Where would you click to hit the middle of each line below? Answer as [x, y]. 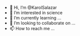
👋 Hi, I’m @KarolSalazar [33, 8]
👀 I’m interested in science [36, 13]
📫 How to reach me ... [32, 28]
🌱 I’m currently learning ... [35, 18]
